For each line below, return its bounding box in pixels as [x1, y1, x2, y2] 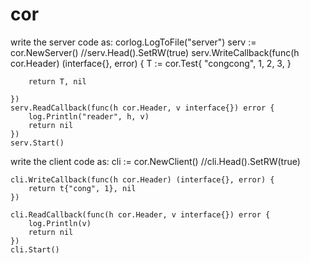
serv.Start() [10, 138, 65, 148]
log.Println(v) [28, 218, 92, 228]
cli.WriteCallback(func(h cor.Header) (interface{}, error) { [10, 174, 275, 185]
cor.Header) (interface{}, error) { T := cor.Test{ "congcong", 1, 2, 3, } [10, 57, 292, 69]
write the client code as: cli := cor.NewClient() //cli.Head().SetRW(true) [10, 155, 301, 167]
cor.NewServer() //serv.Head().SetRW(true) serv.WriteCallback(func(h [10, 46, 300, 58]
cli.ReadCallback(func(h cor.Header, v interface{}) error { [10, 209, 271, 220]
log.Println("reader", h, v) [28, 111, 150, 122]
